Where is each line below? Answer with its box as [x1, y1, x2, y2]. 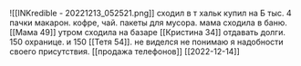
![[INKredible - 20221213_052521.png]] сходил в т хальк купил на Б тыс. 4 [9, 8, 292, 18]
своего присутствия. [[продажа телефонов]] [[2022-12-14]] [9, 46, 240, 57]
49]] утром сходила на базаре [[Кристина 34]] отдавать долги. [39, 27, 285, 37]
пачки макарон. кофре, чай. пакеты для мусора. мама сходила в [9, 17, 263, 28]
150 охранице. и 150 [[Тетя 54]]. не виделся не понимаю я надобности [9, 36, 285, 47]
